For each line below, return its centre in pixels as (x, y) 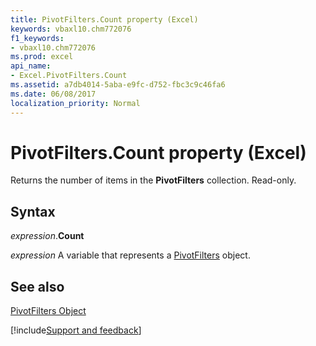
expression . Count (47, 236)
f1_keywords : (37, 38)
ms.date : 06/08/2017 (53, 94)
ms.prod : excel (42, 57)
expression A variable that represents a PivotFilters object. (130, 255)
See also (37, 286)
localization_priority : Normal (75, 103)
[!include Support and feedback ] (76, 330)
